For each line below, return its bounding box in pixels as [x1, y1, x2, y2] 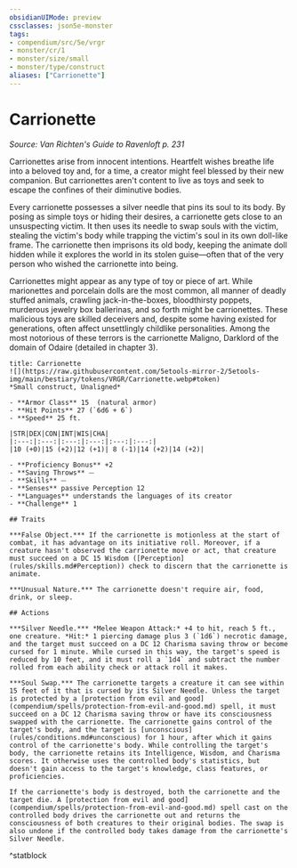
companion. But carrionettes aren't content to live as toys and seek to [9, 174, 265, 185]
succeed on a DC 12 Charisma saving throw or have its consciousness [9, 710, 273, 718]
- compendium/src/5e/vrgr [9, 37, 105, 47]
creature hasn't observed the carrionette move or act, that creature [9, 546, 277, 555]
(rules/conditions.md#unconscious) [9, 733, 141, 742]
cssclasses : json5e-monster [9, 21, 114, 30]
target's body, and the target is [9, 725, 138, 734]
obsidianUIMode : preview [9, 12, 101, 22]
